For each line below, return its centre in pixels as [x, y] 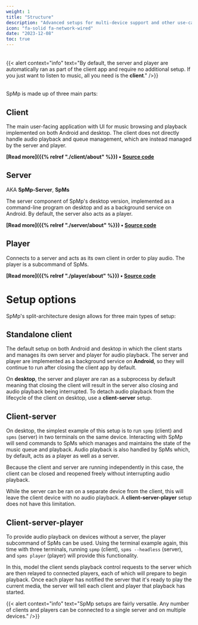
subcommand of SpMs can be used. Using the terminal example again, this [97, 543]
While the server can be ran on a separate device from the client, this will [95, 491]
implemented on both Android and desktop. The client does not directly [93, 133]
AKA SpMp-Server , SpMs [38, 189]
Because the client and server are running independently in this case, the [95, 467]
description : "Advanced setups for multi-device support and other [91, 22]
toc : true [18, 39]
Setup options [41, 299]
